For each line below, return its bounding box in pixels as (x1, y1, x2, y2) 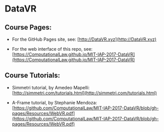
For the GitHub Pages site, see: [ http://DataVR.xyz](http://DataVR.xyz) (12, 36, 156, 42)
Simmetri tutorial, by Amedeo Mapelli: (12, 84, 90, 90)
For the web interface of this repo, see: (12, 46, 93, 52)
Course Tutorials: (5, 71, 61, 80)
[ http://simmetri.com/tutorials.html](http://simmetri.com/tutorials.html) (12, 90, 157, 96)
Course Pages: (5, 23, 52, 32)
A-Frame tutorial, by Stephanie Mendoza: (12, 99, 97, 105)
